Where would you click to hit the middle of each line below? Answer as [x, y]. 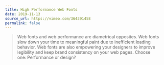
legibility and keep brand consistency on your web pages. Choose [84, 52]
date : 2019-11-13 [23, 14]
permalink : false [23, 23]
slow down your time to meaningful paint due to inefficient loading [84, 42]
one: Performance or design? [47, 57]
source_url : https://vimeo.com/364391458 [48, 18]
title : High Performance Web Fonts [41, 9]
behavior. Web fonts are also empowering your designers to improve [86, 47]
